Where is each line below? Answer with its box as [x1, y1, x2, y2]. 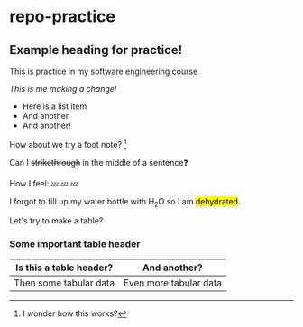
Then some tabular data [14, 277, 115, 289]
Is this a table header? [15, 261, 114, 274]
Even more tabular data [123, 277, 223, 289]
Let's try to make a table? [9, 215, 104, 226]
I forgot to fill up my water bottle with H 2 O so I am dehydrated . [9, 195, 241, 209]
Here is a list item [22, 101, 87, 112]
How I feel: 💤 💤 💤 [9, 177, 78, 188]
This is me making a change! [9, 84, 117, 94]
